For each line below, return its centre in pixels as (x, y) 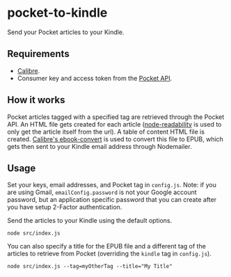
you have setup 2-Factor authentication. (65, 207)
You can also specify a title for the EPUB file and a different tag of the (107, 246)
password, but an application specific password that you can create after (112, 200)
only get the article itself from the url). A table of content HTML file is (106, 132)
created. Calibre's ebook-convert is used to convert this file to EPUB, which (115, 139)
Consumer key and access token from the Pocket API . (95, 78)
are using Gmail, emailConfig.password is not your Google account (102, 192)
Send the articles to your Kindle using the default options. (90, 221)
